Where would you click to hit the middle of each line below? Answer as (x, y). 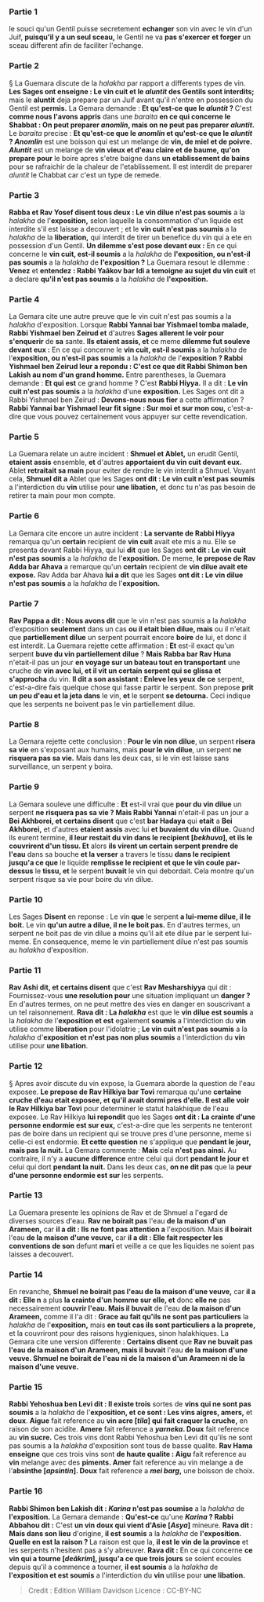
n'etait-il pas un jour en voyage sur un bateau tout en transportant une (125, 663)
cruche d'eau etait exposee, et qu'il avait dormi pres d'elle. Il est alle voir (129, 1100)
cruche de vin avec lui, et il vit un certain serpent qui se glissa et (115, 671)
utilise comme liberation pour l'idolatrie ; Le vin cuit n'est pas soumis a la (128, 1029)
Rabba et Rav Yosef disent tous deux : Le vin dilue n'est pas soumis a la (127, 212)
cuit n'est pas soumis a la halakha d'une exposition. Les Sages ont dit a (127, 392)
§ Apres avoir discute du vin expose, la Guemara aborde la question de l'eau (132, 1083)
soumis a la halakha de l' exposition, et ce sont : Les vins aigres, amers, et (131, 1413)
